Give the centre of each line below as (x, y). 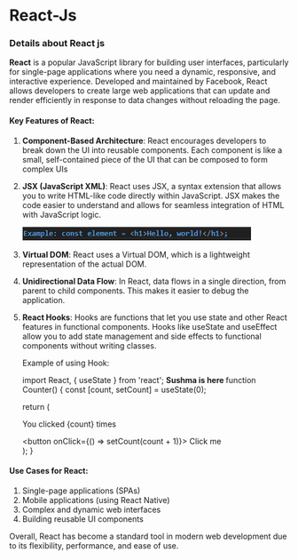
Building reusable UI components (82, 519)
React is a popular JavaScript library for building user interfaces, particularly (149, 62)
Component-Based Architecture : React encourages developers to (144, 140)
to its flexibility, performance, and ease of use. (94, 545)
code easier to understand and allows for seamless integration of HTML (153, 204)
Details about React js (57, 44)
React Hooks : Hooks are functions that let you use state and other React (155, 317)
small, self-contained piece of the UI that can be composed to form (145, 159)
